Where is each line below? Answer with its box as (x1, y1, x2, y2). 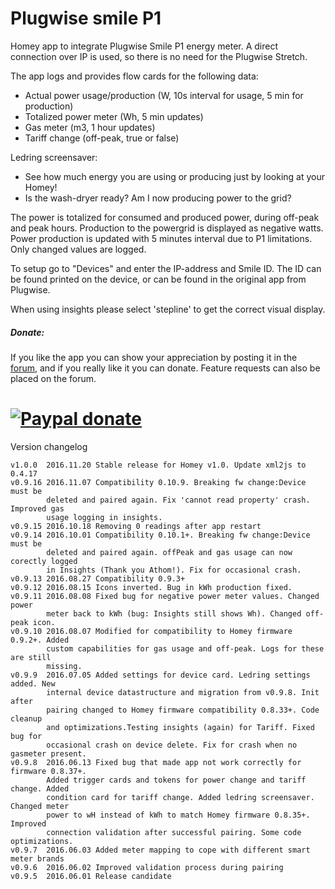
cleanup (10, 713, 43, 724)
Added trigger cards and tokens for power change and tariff (46, 775, 307, 785)
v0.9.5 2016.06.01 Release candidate (10, 871, 172, 881)
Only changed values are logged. (10, 243, 147, 255)
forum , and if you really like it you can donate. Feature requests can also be (10, 362, 321, 374)
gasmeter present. (10, 748, 87, 759)
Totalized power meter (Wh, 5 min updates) (24, 110, 204, 122)
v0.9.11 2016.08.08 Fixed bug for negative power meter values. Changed (10, 591, 320, 601)
